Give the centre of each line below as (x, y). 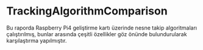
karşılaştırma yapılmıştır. (37, 40)
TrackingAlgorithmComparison (87, 11)
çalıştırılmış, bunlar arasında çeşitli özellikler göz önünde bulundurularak (97, 34)
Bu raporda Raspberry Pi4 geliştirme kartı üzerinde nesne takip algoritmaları (101, 28)
